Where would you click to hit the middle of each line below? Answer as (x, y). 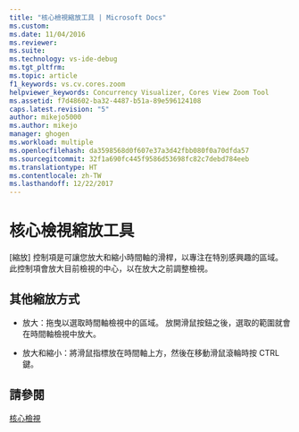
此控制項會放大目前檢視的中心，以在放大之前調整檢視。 (111, 268)
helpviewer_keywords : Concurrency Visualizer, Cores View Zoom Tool (139, 92)
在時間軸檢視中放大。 (61, 334)
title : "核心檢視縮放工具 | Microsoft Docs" (88, 17)
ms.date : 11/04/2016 (48, 34)
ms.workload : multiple (51, 142)
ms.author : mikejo (43, 126)
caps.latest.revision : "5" (59, 109)
